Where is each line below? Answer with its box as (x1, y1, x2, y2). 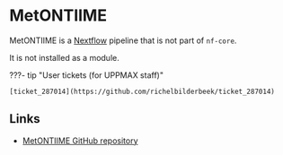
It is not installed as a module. (9, 52, 119, 63)
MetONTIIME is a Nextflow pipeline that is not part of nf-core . (9, 35, 237, 46)
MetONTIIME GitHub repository (22, 135, 138, 146)
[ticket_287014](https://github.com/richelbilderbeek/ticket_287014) (9, 87, 276, 96)
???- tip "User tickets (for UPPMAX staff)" (9, 69, 164, 81)
